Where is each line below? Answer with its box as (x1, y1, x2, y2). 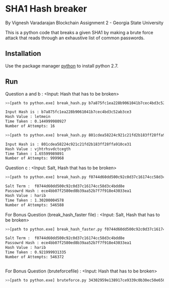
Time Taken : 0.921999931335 (5, 250, 66, 255)
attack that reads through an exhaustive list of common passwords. (5, 35, 145, 41)
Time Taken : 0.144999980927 (5, 119, 66, 124)
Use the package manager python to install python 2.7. (5, 62, 119, 68)
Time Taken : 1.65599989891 (5, 151, 64, 156)
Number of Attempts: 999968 (5, 156, 64, 161)
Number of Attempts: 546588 (5, 202, 64, 207)
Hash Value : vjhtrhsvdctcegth (5, 147, 71, 152)
